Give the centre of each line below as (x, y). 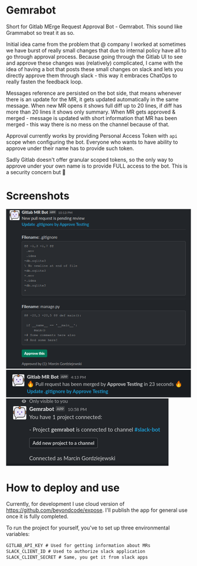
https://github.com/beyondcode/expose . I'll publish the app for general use (97, 510)
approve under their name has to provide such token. (70, 148)
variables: (18, 534)
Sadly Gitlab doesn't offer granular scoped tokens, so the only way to (90, 159)
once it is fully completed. (37, 517)
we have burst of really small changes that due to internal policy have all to (96, 50)
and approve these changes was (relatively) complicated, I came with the (94, 63)
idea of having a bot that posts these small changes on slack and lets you (95, 69)
